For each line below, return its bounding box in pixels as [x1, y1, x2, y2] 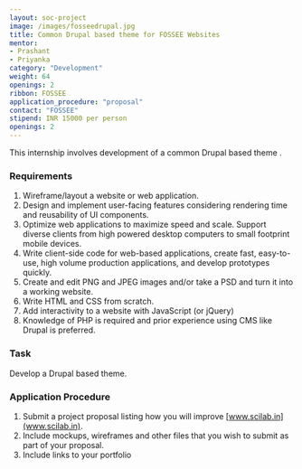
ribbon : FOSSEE [9, 89, 67, 98]
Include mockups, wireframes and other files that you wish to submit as [22, 430, 289, 441]
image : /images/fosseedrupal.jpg [9, 22, 136, 31]
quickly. [22, 267, 52, 278]
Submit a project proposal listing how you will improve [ [22, 410, 229, 421]
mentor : [9, 38, 39, 48]
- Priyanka [9, 55, 51, 64]
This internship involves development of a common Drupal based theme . [9, 147, 282, 158]
